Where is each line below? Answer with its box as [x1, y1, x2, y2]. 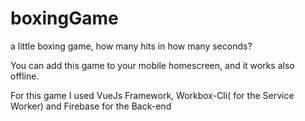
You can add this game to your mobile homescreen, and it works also [10, 59, 295, 71]
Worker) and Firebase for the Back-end [10, 100, 172, 112]
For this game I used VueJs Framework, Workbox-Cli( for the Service [10, 89, 295, 101]
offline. [10, 70, 40, 82]
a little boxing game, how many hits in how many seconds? [10, 40, 253, 52]
